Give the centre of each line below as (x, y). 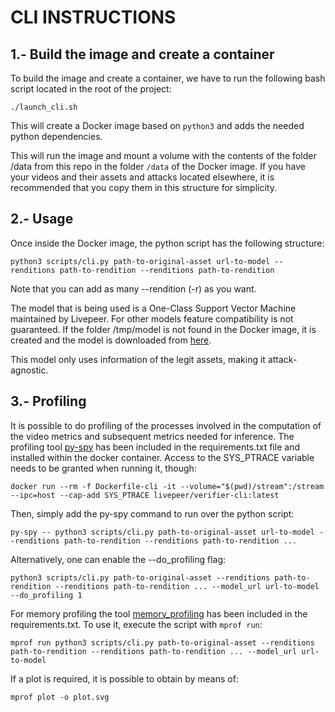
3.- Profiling (48, 401)
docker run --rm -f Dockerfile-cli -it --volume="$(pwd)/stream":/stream (167, 486)
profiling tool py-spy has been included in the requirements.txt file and (155, 447)
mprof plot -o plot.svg (60, 697)
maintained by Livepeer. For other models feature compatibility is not (152, 318)
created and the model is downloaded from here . (111, 340)
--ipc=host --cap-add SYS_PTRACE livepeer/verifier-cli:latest (145, 495)
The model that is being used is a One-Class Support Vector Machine (153, 308)
